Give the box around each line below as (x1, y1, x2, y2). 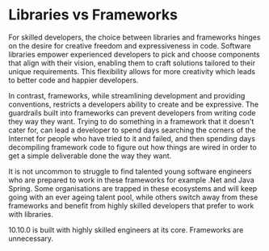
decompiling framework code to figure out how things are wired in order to (8, 142, 257, 152)
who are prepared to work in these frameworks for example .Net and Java (8, 175, 254, 185)
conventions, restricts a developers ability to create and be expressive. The (8, 99, 259, 109)
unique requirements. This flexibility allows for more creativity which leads (8, 66, 256, 76)
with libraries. (8, 209, 54, 219)
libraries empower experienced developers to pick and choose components (8, 49, 260, 59)
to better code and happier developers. (8, 75, 139, 85)
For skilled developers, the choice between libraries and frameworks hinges (8, 32, 261, 42)
